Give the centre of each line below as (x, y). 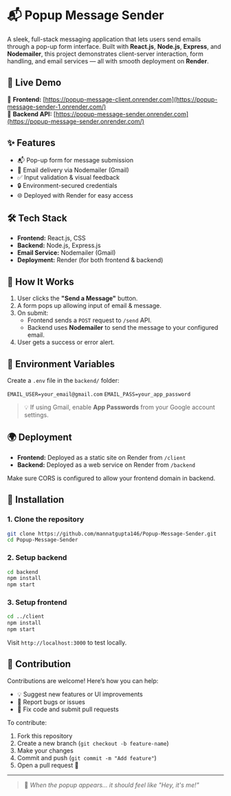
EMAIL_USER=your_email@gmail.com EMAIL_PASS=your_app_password (99, 395)
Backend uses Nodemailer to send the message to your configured (123, 328)
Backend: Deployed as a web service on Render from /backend (106, 465)
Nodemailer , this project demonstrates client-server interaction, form (106, 54)
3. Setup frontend (37, 603)
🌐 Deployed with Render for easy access (75, 195)
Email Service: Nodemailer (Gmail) (66, 253)
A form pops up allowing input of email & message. (89, 306)
